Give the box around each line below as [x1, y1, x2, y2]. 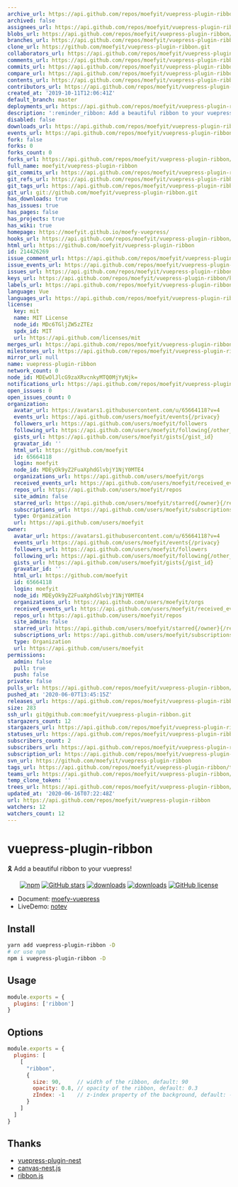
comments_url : [7, 57, 50, 64]
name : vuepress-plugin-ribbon [7, 360, 97, 368]
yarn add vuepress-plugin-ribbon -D [7, 942, 115, 949]
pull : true [13, 665, 46, 672]
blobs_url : [7, 30, 40, 38]
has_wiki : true [7, 222, 52, 229]
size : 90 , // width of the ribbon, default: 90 [33, 1078, 189, 1085]
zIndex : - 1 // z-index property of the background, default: [33, 1092, 227, 1099]
